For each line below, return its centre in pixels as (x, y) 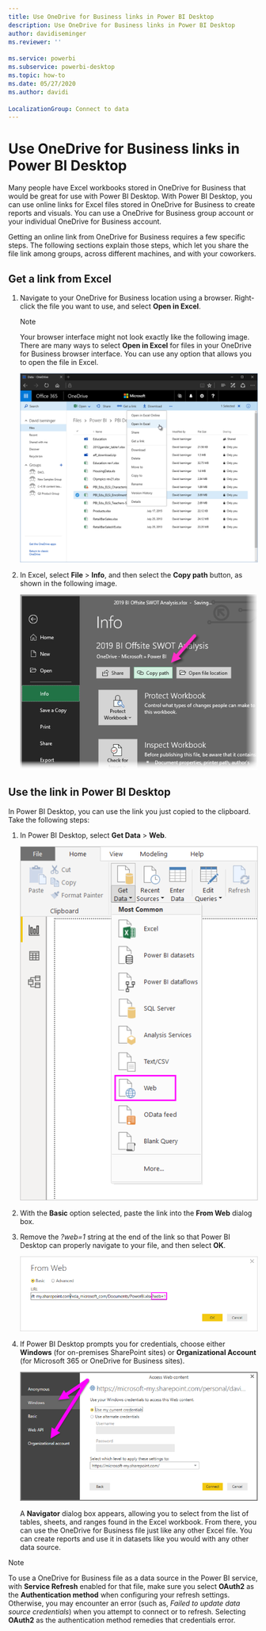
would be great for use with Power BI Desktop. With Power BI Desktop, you (131, 196)
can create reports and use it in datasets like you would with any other (134, 1539)
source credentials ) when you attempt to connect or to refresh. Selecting (127, 1612)
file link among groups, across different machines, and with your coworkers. (132, 254)
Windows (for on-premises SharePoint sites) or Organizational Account (138, 1352)
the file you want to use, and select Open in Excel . (119, 306)
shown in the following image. (68, 583)
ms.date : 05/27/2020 (42, 83)
